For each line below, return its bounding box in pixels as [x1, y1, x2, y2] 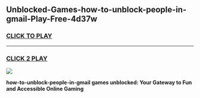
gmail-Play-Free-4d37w [6, 14, 98, 24]
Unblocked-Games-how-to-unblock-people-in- [6, 5, 187, 15]
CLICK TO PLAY [6, 32, 52, 40]
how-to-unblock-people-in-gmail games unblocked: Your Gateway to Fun [6, 78, 192, 86]
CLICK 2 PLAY [6, 54, 48, 62]
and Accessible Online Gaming [6, 85, 84, 92]
